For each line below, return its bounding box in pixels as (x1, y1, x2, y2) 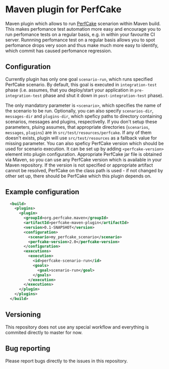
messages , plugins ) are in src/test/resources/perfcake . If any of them (5, 129, 152, 135)
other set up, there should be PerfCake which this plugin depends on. (5, 173, 152, 179)
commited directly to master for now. (5, 329, 83, 335)
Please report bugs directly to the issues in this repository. (5, 358, 128, 364)
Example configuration (5, 188, 80, 196)
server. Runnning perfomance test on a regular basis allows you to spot (5, 37, 155, 43)
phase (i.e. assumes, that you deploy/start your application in (5, 87, 134, 93)
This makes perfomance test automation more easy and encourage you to (5, 26, 161, 32)
